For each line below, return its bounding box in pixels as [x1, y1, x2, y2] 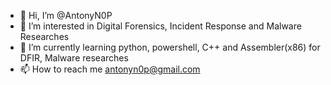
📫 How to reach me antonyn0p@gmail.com [19, 63, 201, 75]
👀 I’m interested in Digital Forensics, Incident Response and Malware [19, 20, 302, 32]
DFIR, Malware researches [19, 52, 129, 64]
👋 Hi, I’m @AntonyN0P [19, 10, 113, 21]
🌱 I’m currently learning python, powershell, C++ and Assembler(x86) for [19, 41, 321, 53]
